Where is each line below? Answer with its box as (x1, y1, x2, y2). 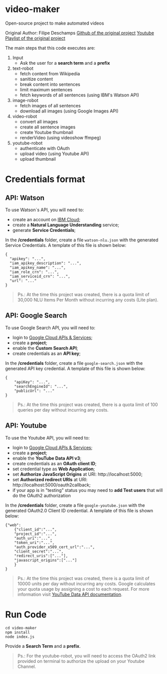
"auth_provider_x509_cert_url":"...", (14, 545, 95, 550)
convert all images (19, 118, 58, 124)
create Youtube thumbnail (19, 129, 73, 135)
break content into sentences (19, 81, 80, 87)
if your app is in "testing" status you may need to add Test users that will (12, 487, 163, 493)
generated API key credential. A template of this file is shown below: (5, 365, 146, 371)
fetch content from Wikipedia (19, 70, 80, 76)
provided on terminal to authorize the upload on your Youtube (17, 658, 145, 664)
